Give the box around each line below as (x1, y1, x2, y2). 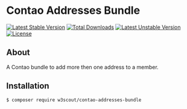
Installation (6, 81, 49, 91)
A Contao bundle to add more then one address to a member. (6, 63, 159, 70)
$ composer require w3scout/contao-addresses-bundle (6, 97, 142, 103)
